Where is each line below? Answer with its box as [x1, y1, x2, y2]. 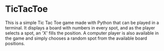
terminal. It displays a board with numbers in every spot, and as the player [5, 25, 155, 30]
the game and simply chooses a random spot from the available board [5, 35, 147, 41]
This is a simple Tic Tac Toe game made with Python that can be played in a [5, 20, 159, 25]
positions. [5, 40, 25, 46]
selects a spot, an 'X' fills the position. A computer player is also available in [5, 30, 159, 36]
